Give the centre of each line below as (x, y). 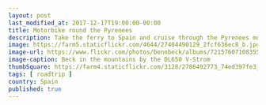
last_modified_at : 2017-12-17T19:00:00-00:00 (84, 23)
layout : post (30, 15)
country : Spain (33, 81)
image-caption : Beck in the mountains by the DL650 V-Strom (110, 60)
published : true (35, 89)
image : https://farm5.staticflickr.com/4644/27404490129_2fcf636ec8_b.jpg (134, 45)
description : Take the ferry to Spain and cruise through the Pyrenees (129, 37)
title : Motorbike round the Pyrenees (70, 30)
